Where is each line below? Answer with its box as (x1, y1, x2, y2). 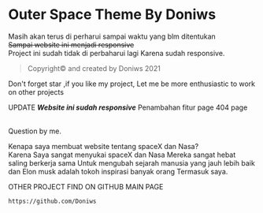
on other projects (8, 87, 65, 96)
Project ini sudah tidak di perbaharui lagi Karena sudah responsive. (8, 48, 225, 58)
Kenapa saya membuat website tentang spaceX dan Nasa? (8, 141, 199, 151)
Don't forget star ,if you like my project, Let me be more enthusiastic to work (8, 79, 256, 88)
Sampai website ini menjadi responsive (8, 39, 135, 49)
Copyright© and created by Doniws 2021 (27, 63, 161, 73)
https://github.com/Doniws (8, 197, 97, 205)
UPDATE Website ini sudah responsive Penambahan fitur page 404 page (8, 103, 248, 112)
